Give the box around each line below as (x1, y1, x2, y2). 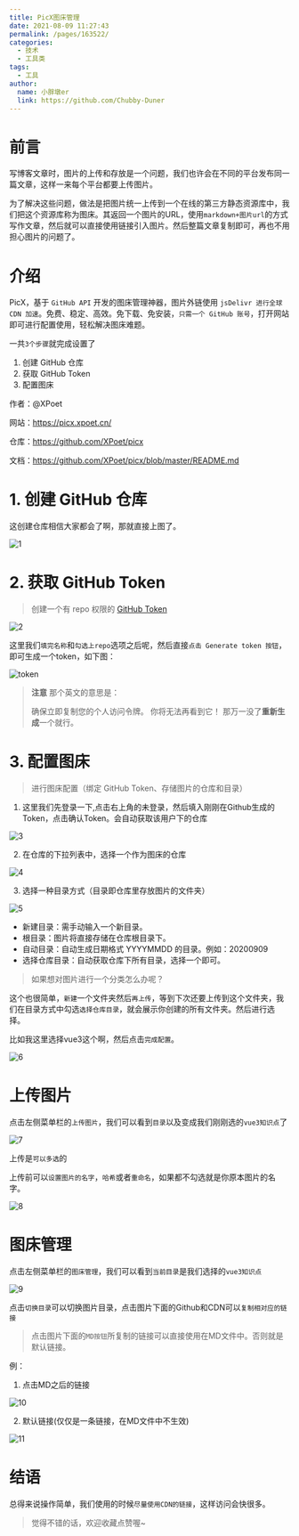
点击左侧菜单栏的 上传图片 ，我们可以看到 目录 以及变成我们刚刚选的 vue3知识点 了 (9, 1117, 287, 1127)
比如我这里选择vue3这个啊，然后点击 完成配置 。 (9, 1034, 180, 1044)
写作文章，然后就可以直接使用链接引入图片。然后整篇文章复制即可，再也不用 (9, 220, 290, 232)
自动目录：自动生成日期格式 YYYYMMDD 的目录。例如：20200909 (21, 944, 269, 955)
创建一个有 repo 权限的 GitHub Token (30, 604, 167, 614)
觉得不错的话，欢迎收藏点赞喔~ (30, 1517, 147, 1528)
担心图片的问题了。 (9, 232, 80, 242)
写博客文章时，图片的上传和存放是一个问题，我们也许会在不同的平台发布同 (9, 168, 282, 179)
